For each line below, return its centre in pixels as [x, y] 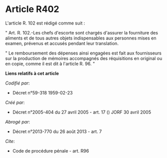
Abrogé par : [18, 121]
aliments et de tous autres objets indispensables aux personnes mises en [81, 38]
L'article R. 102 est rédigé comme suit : [45, 23]
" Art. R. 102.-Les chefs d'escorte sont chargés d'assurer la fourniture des [82, 32]
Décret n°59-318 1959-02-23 [42, 92]
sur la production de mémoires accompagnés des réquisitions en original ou [84, 58]
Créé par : [15, 102]
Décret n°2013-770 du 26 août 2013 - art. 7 [57, 131]
